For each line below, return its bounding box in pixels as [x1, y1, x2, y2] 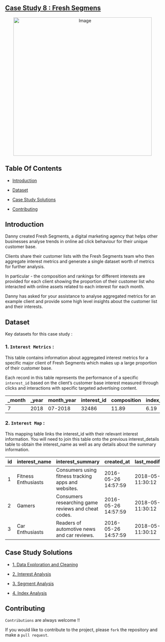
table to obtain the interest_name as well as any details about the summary [5, 441, 156, 447]
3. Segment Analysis [12, 581, 54, 586]
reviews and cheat [55, 505, 99, 512]
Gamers [17, 502, 35, 509]
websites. [55, 485, 79, 491]
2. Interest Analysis [12, 571, 52, 577]
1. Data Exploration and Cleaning [12, 561, 78, 567]
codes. [55, 511, 72, 518]
